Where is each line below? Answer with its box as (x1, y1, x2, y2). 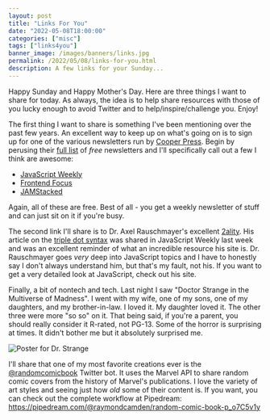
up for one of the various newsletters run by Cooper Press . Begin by (8, 136, 235, 146)
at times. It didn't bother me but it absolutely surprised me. (8, 328, 203, 338)
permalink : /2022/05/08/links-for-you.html (8, 57, 157, 65)
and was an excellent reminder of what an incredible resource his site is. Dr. (8, 243, 260, 253)
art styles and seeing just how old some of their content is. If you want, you (8, 384, 258, 394)
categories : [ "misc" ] (8, 34, 81, 43)
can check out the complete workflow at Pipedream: (8, 393, 183, 403)
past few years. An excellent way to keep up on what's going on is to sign (8, 128, 252, 137)
